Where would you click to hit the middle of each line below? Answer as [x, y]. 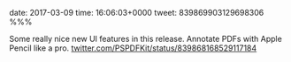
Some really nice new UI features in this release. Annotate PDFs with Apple [146, 39]
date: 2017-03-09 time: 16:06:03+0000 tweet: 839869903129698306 [137, 13]
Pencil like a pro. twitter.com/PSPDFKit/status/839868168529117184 [133, 48]
